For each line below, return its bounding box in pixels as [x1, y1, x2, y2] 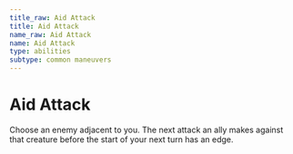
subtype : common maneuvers [9, 55, 112, 64]
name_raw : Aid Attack [9, 30, 92, 39]
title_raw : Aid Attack [9, 13, 96, 23]
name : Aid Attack [9, 38, 76, 48]
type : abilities [9, 47, 71, 56]
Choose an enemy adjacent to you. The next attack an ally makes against [9, 124, 284, 135]
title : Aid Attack [9, 22, 79, 31]
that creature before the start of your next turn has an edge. [9, 133, 234, 145]
